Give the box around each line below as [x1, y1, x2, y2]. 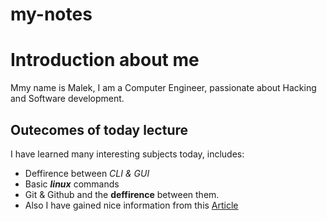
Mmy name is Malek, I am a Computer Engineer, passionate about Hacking [10, 82, 317, 94]
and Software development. [10, 93, 125, 105]
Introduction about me [10, 49, 200, 72]
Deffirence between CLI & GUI [24, 167, 150, 179]
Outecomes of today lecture [10, 121, 189, 138]
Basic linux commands [24, 178, 120, 190]
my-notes [10, 3, 93, 26]
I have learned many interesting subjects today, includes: [10, 148, 245, 160]
